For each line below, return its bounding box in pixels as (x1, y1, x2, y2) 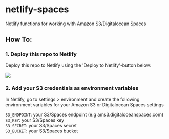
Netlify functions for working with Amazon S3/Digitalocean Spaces (5, 20, 146, 27)
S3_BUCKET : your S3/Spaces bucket (5, 128, 78, 134)
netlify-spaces (5, 4, 69, 15)
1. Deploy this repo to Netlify (5, 51, 77, 58)
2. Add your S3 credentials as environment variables (5, 84, 139, 91)
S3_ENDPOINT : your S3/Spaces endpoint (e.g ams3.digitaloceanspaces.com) (5, 111, 164, 118)
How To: (5, 35, 32, 44)
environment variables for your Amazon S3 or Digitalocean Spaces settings (5, 101, 164, 108)
